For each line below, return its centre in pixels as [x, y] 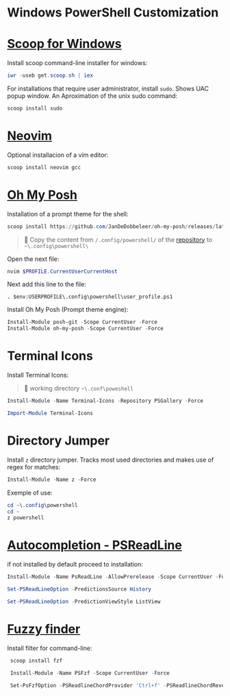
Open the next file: [33, 259]
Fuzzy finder [44, 629]
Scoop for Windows [64, 44]
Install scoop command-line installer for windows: [77, 63]
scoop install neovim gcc [44, 167]
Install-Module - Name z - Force [52, 480]
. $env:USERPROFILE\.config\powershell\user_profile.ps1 [90, 297]
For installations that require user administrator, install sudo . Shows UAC [108, 88]
